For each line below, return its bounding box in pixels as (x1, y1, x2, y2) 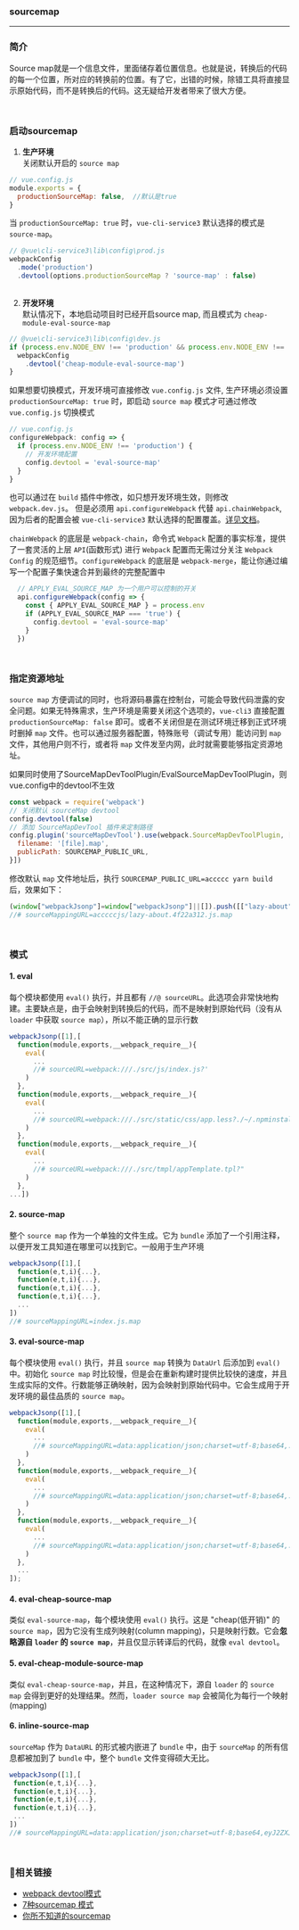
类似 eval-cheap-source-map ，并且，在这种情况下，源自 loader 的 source (9, 1678, 274, 1689)
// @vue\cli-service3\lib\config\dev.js (9, 334, 162, 344)
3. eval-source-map (9, 1336, 85, 1347)
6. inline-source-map (9, 1720, 90, 1731)
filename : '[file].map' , (17, 840, 109, 849)
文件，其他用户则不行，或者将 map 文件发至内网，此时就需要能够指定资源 (9, 738, 276, 750)
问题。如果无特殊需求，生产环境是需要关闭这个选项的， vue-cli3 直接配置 (16, 705, 286, 716)
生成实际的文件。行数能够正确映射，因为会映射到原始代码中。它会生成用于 (9, 1379, 282, 1390)
